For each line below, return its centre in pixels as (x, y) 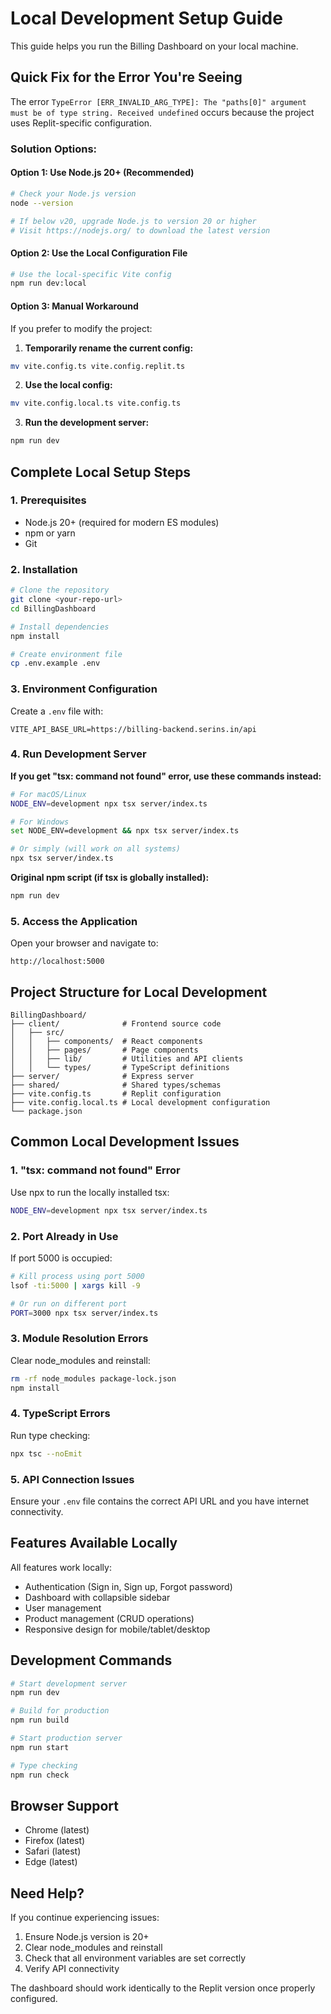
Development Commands (91, 1660)
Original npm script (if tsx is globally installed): (110, 878)
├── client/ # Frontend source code (116, 1024)
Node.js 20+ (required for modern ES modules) (122, 522)
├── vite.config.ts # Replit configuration (116, 1094)
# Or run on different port (69, 1303)
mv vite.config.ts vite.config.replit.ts (98, 366)
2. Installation (44, 569)
